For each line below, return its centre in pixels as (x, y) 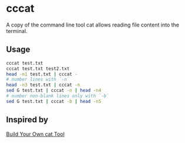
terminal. (17, 31)
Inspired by (27, 120)
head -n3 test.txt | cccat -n (43, 85)
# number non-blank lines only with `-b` (58, 96)
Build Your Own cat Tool (35, 134)
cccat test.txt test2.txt (38, 69)
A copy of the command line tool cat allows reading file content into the (93, 25)
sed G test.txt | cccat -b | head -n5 (54, 101)
